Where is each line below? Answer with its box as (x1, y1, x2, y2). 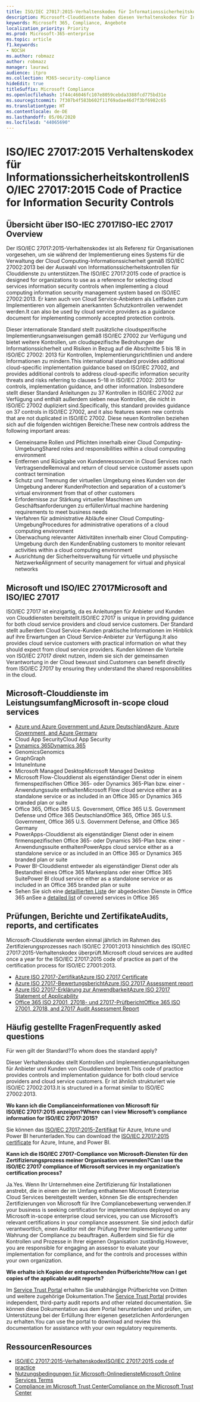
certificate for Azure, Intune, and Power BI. (6, 1139, 111, 1146)
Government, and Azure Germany (14, 729, 98, 736)
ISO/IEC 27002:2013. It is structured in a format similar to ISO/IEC (6, 1084, 165, 1091)
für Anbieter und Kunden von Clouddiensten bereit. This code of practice (6, 1065, 183, 1072)
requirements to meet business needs (14, 508, 108, 516)
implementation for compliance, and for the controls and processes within (6, 1251, 187, 1258)
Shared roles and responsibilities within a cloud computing (42, 445, 186, 452)
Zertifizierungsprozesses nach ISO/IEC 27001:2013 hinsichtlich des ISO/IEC (6, 942, 190, 950)
